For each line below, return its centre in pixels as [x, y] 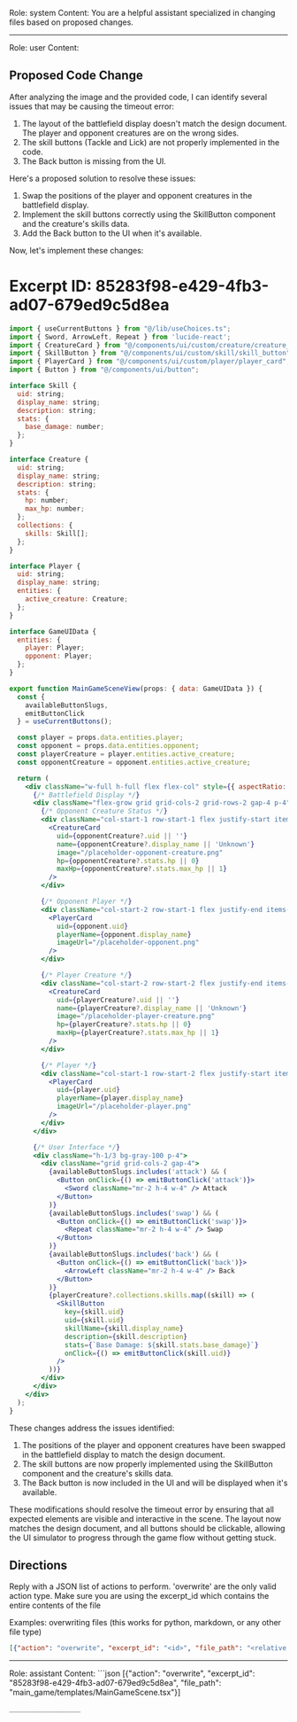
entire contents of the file [55, 1605]
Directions [38, 1565]
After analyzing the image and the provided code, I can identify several [138, 97]
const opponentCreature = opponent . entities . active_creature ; [134, 762]
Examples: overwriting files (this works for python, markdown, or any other [145, 1623]
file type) [26, 1632]
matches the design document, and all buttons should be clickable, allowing [147, 1528]
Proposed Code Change [76, 76]
